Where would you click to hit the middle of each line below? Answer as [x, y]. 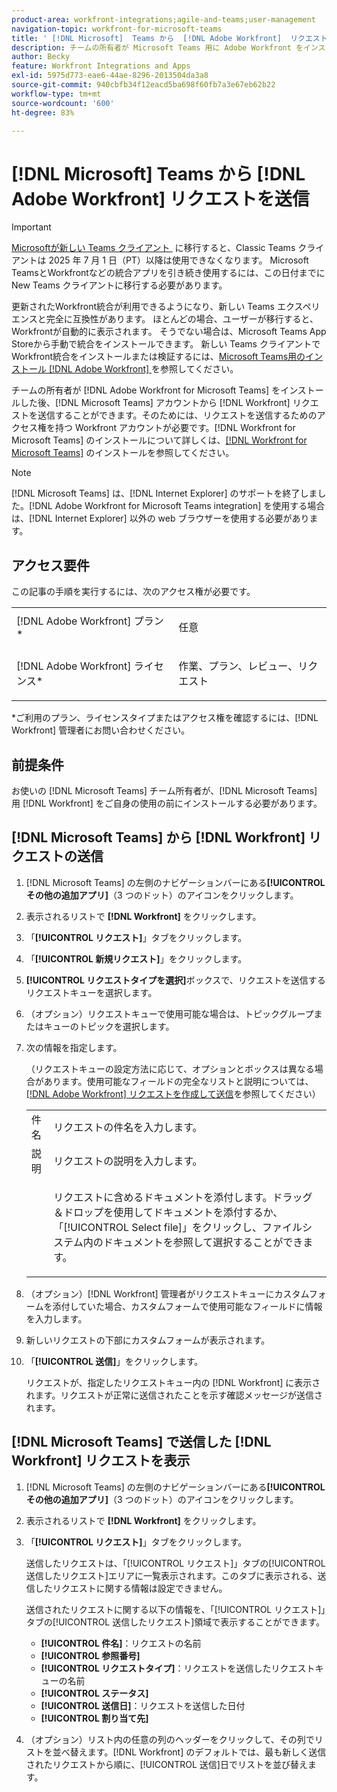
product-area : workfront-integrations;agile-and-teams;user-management [163, 19]
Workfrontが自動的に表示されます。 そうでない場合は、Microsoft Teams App [169, 332]
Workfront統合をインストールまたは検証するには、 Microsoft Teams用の [158, 357]
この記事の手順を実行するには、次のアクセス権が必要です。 [133, 592]
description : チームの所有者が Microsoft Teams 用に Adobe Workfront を [157, 47]
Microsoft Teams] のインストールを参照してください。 [123, 453]
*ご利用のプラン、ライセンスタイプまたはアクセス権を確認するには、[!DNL [165, 718]
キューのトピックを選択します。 [109, 1026]
